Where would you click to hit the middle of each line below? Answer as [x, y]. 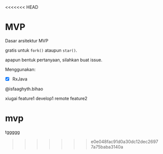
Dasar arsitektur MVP [27, 40]
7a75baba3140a [107, 147]
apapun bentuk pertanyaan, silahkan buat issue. [54, 60]
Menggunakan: [20, 69]
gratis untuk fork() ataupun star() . [41, 50]
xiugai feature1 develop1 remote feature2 [46, 98]
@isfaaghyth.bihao [24, 89]
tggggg [13, 132]
